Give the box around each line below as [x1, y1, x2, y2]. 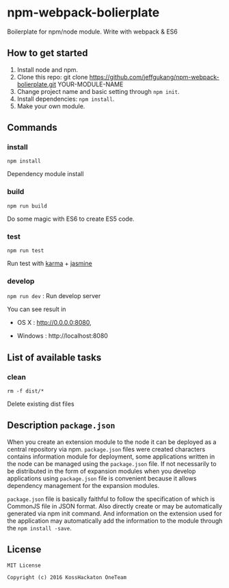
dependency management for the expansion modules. [7, 481, 160, 489]
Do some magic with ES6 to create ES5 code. [7, 215, 135, 223]
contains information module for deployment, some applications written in [7, 452, 215, 461]
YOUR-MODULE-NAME [57, 80, 124, 88]
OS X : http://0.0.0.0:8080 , [16, 319, 92, 327]
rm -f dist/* [7, 388, 44, 395]
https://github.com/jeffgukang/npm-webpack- [89, 73, 220, 81]
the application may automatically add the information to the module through [7, 516, 223, 525]
